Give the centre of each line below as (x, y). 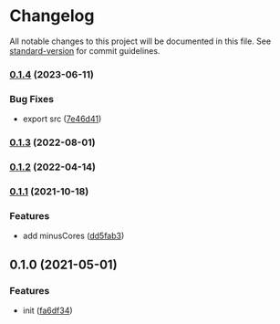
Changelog (52, 16)
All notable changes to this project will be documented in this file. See (140, 41)
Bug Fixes (32, 99)
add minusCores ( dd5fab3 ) (73, 236)
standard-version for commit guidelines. (85, 50)
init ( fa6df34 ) (47, 310)
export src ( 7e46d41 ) (62, 119)
